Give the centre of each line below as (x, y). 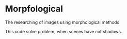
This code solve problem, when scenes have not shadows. (63, 31)
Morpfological (34, 9)
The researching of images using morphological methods (62, 22)
